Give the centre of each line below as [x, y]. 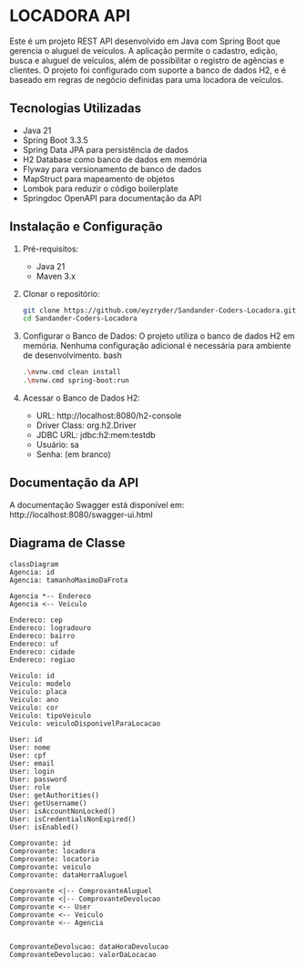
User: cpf [28, 755]
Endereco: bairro [42, 636]
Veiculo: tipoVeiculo [51, 716]
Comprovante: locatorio [55, 859]
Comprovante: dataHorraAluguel [69, 875]
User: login [32, 771]
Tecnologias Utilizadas [76, 109]
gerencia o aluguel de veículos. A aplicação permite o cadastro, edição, [144, 50]
